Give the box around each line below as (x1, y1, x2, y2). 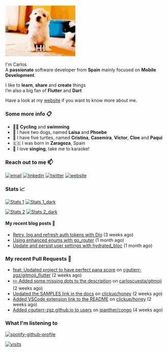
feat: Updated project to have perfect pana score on (12, 267, 122, 273)
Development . (5, 72, 36, 78)
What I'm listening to (5, 319, 58, 327)
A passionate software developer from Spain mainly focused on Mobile (5, 67, 156, 73)
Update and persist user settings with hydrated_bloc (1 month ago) (12, 242, 153, 249)
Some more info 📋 (5, 110, 52, 117)
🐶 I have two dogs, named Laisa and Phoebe (12, 129, 107, 136)
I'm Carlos (5, 62, 27, 67)
